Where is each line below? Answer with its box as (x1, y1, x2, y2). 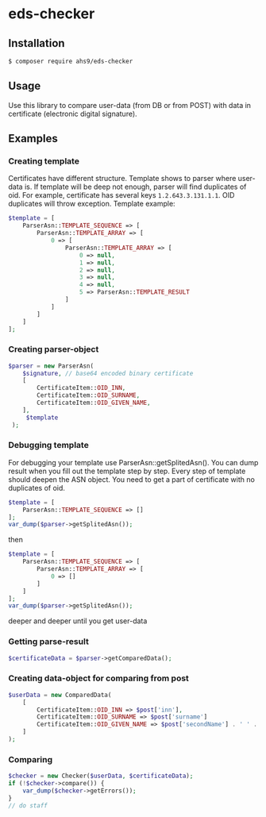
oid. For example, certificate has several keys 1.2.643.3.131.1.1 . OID (8, 191, 235, 200)
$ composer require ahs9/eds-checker (8, 57, 133, 65)
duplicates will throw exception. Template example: (8, 199, 176, 209)
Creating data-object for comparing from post (8, 672, 189, 684)
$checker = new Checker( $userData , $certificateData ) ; (8, 772, 194, 780)
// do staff (8, 801, 48, 810)
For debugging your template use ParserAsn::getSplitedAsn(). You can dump (8, 457, 259, 467)
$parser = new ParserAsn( (8, 362, 94, 370)
